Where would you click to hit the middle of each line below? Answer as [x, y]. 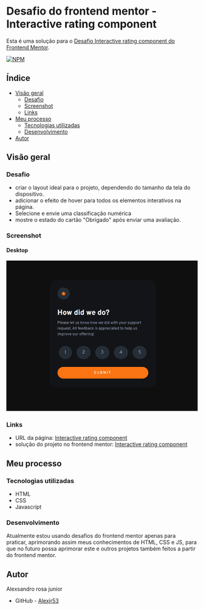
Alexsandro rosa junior [34, 589]
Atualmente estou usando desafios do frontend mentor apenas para [91, 536]
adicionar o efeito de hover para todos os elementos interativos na [98, 200]
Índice [18, 78]
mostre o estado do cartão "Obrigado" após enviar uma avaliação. [98, 220]
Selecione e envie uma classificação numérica [73, 213]
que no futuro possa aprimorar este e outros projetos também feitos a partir [101, 549]
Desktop [17, 250]
